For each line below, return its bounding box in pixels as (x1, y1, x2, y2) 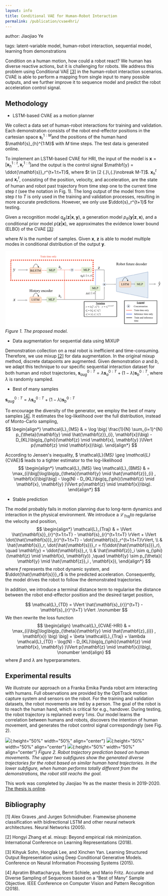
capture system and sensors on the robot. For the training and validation (5, 695, 154, 701)
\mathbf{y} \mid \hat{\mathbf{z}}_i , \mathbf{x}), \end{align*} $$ (17, 558, 151, 564)
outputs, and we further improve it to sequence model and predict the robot (5, 79, 161, 85)
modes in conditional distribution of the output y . (5, 241, 106, 247)
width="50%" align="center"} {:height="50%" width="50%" (5, 744, 135, 750)
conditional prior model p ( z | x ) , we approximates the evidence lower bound (5, 220, 159, 226)
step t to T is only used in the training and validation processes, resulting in (5, 194, 160, 200)
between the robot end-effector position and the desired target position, (5, 591, 154, 598)
